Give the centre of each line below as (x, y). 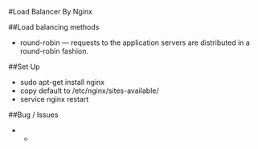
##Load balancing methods (54, 27)
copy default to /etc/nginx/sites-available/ (89, 91)
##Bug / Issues (33, 115)
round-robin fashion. (54, 51)
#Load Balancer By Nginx (51, 12)
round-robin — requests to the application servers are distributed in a (135, 42)
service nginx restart (54, 99)
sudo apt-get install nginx (62, 82)
